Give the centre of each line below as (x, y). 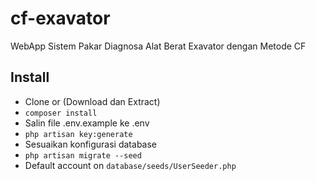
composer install (61, 113)
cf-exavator (60, 18)
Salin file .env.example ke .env (87, 123)
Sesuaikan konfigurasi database (91, 144)
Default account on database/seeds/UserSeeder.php (130, 165)
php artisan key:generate (78, 134)
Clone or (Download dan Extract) (92, 101)
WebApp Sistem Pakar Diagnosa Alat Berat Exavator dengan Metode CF (158, 46)
